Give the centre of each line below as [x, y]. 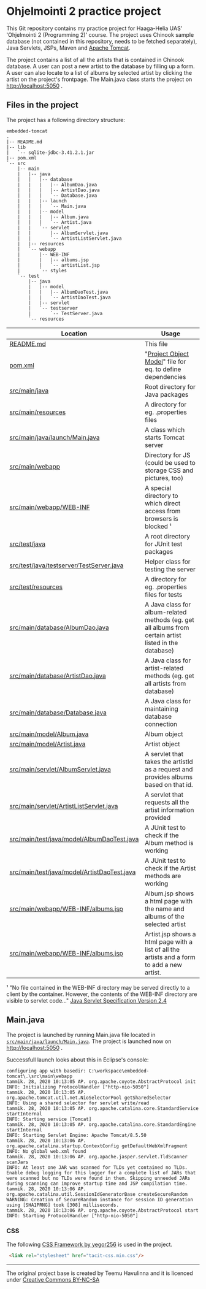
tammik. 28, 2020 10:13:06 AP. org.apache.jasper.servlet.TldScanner [97, 1157]
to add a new [164, 965]
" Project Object [167, 354]
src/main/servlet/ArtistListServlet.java [64, 806]
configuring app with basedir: [46, 1071]
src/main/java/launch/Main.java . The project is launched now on [89, 1041]
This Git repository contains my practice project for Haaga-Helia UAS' [94, 28]
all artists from [166, 683]
